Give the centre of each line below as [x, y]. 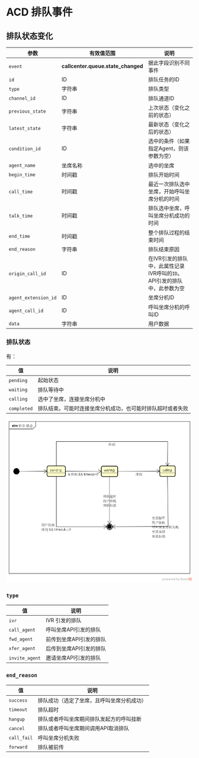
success [18, 700]
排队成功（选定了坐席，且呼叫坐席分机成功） [92, 700]
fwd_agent [21, 639]
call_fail [21, 738]
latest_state [25, 128]
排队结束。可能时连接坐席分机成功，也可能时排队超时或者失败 [113, 408]
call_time [21, 192]
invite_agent [25, 658]
